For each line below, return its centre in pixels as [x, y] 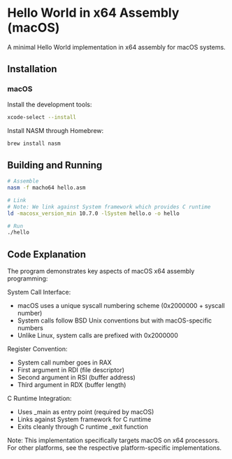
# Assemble [23, 181]
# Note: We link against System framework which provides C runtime [109, 207]
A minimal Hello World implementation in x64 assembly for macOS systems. [116, 47]
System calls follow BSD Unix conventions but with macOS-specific [115, 320]
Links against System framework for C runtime [84, 419]
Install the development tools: [50, 104]
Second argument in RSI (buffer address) [77, 377]
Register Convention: [37, 349]
